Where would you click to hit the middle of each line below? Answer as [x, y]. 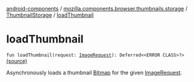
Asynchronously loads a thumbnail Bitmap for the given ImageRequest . [94, 72]
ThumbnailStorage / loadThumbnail [50, 15]
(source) [17, 61]
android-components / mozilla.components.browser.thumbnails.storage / [97, 9]
